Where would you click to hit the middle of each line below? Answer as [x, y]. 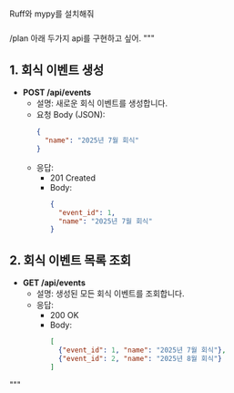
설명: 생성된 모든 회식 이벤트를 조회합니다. [110, 294]
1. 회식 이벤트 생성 [57, 70]
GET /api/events [54, 283]
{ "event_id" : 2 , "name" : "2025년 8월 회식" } [140, 358]
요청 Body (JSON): [71, 115]
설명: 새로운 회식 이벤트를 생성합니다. [102, 103]
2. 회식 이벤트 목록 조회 [71, 260]
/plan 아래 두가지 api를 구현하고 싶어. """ [82, 38]
